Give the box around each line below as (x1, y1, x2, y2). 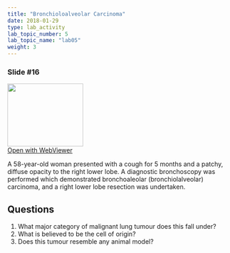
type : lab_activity (7, 24, 66, 31)
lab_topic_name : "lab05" (7, 37, 81, 44)
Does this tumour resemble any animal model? (17, 237, 155, 246)
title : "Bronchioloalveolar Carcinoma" (7, 10, 126, 18)
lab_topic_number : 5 (7, 30, 69, 38)
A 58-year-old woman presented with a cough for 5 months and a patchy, (7, 160, 224, 168)
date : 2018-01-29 (7, 17, 59, 24)
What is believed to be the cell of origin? (17, 229, 137, 239)
